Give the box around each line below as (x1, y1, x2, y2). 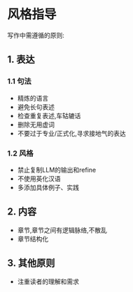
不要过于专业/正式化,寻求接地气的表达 (17, 129, 126, 137)
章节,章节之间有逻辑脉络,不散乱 (17, 226, 107, 234)
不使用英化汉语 (17, 174, 61, 183)
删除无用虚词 (17, 120, 55, 129)
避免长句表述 (17, 103, 55, 111)
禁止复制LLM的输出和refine (17, 165, 97, 174)
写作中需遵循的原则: (7, 31, 65, 39)
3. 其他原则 (7, 258, 55, 269)
